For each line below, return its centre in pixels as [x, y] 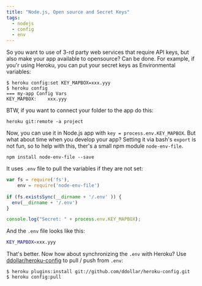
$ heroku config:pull [34, 277]
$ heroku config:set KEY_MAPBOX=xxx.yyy [59, 83]
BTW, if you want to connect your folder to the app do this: [80, 110]
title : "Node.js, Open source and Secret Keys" [68, 12]
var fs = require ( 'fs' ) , [38, 180]
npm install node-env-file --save [50, 157]
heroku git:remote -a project [45, 122]
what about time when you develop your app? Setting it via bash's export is [101, 140]
